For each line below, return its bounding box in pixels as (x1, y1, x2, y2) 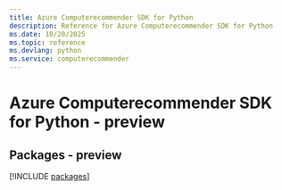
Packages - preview (9, 147, 122, 162)
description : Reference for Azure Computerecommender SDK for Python (9, 21, 274, 30)
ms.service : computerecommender (9, 54, 129, 63)
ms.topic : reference (9, 37, 87, 47)
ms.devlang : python (9, 46, 82, 55)
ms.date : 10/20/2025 (9, 29, 87, 38)
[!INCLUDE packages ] (9, 171, 90, 181)
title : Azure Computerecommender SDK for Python (9, 12, 194, 22)
